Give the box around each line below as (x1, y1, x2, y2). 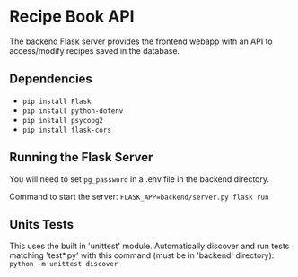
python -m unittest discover (9, 260, 118, 269)
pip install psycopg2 (22, 116, 103, 125)
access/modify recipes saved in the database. (9, 45, 180, 56)
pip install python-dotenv (22, 106, 124, 116)
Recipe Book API (9, 6, 135, 27)
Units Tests (9, 217, 74, 232)
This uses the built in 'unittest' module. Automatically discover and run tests (9, 240, 290, 252)
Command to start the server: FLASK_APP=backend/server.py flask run (9, 191, 269, 202)
